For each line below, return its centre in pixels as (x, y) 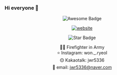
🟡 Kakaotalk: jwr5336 (82, 60)
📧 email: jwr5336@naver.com (82, 67)
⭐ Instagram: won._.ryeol (82, 53)
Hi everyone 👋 (22, 8)
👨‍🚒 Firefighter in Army (82, 47)
